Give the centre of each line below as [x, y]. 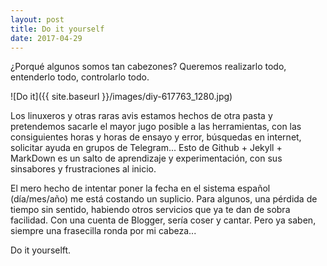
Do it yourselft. [41, 250]
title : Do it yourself [57, 29]
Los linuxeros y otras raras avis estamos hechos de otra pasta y [141, 116]
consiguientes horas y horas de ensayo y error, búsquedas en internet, [156, 137]
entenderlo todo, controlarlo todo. [80, 77]
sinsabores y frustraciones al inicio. [83, 169]
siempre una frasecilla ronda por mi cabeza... [103, 231]
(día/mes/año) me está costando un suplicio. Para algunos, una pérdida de [164, 199]
